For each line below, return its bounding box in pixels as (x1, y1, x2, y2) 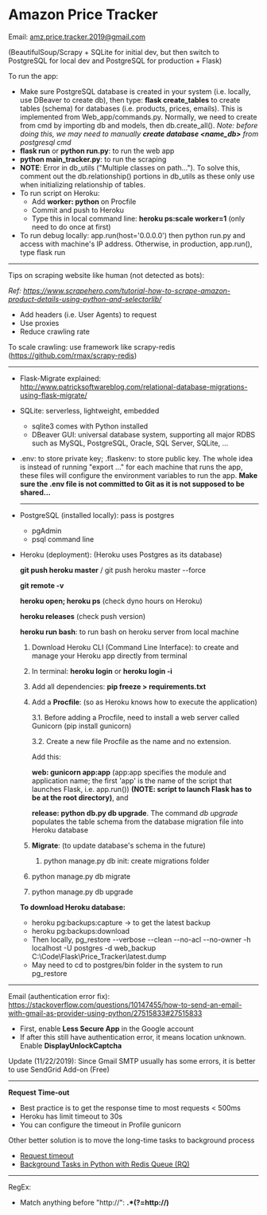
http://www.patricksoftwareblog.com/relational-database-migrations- (19, 382, 248, 391)
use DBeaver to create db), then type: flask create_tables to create (19, 95, 241, 104)
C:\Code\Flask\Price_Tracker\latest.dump (31, 951, 167, 961)
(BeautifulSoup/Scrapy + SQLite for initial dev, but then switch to (8, 47, 220, 57)
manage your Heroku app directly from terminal (31, 651, 188, 660)
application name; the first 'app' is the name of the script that (31, 775, 232, 786)
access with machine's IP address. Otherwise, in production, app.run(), (19, 239, 253, 249)
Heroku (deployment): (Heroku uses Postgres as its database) (19, 550, 222, 559)
